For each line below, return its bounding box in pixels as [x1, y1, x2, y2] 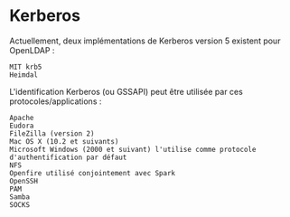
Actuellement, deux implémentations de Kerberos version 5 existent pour [9, 35, 281, 46]
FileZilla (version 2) [9, 128, 95, 138]
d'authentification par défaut [9, 153, 127, 162]
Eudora [9, 121, 34, 130]
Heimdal [9, 70, 39, 80]
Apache [9, 113, 34, 122]
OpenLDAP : [9, 44, 55, 55]
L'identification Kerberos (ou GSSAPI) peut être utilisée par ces [9, 86, 244, 97]
